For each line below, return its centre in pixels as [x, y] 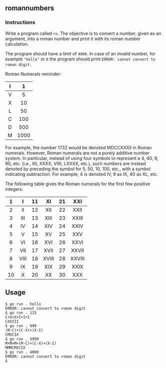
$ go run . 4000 [22, 352]
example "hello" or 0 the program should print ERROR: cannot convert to [80, 59]
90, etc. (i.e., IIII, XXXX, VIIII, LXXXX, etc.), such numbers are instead [76, 163]
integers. [14, 189]
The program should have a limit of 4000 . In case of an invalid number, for [80, 53]
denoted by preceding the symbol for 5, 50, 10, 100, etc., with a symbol [78, 169]
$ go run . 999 [21, 326]
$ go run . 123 [21, 313]
